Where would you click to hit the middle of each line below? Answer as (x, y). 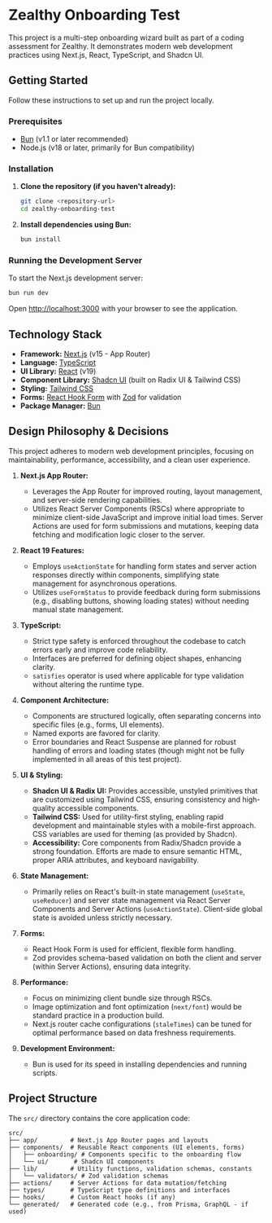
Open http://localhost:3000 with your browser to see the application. (123, 309)
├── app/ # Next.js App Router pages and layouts (108, 1140)
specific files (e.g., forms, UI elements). (98, 724)
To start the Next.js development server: (76, 278)
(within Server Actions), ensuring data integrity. (111, 966)
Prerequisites (35, 121)
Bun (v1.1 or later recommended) (74, 139)
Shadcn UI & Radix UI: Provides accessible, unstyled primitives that (145, 790)
